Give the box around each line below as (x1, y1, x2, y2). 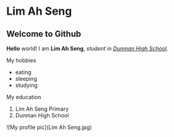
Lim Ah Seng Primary (15, 105, 69, 113)
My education (6, 94, 42, 100)
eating (15, 68, 32, 76)
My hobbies (6, 57, 37, 64)
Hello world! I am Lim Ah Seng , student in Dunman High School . (6, 45, 168, 52)
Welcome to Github (6, 29, 81, 39)
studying (15, 81, 38, 89)
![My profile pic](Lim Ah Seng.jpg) (6, 124, 92, 131)
